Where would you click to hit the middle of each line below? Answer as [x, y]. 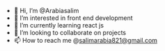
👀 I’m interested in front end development [73, 18]
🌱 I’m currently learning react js [59, 25]
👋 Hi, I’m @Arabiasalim [46, 11]
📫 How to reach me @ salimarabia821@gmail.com [86, 40]
